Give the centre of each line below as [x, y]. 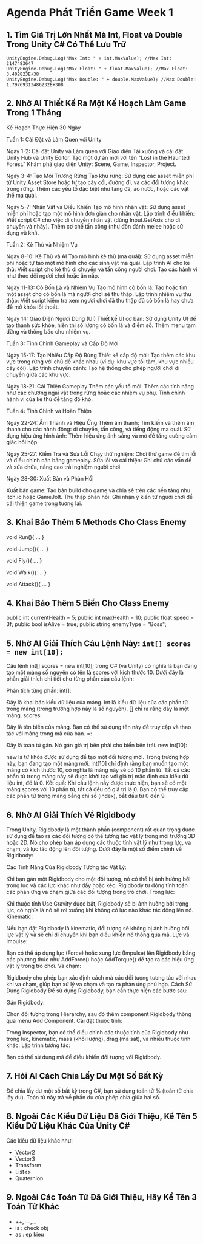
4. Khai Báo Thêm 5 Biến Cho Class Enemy [88, 603]
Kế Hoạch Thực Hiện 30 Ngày [44, 128]
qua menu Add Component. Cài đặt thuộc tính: [64, 1021]
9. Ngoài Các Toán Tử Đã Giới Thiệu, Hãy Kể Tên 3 [101, 1198]
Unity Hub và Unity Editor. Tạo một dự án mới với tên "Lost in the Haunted [98, 157]
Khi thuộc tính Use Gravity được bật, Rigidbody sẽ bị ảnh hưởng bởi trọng [98, 904]
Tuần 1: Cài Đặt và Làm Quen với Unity [54, 139]
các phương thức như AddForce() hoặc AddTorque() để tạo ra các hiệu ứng [100, 960]
